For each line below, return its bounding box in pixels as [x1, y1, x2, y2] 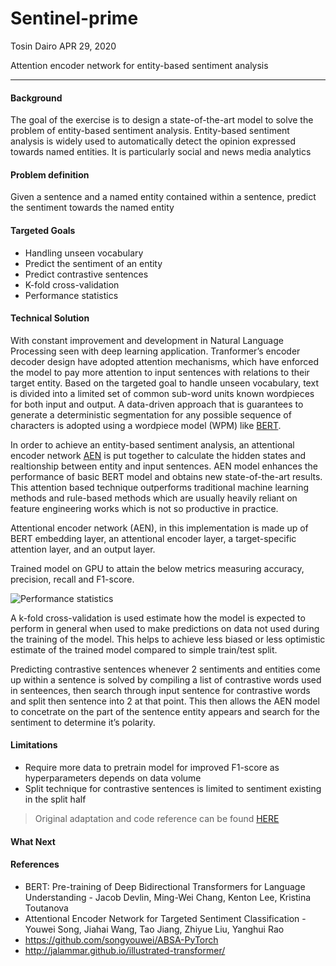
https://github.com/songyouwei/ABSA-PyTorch [24, 933, 219, 946]
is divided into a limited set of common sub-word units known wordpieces [10, 387, 315, 399]
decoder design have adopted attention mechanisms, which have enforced [10, 355, 319, 367]
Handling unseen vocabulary [24, 247, 144, 259]
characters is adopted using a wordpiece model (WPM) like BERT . [10, 419, 282, 431]
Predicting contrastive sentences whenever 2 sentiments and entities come [10, 663, 321, 675]
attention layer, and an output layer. [10, 543, 156, 555]
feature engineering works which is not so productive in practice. [10, 502, 279, 514]
